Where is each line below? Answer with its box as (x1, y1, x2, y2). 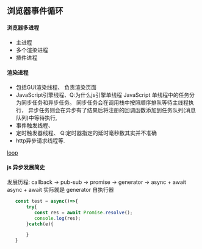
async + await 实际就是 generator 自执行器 (7, 186, 114, 193)
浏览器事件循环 (7, 5, 63, 16)
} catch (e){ (26, 221, 54, 227)
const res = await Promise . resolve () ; (34, 209, 133, 216)
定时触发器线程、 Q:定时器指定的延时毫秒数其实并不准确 (15, 129, 157, 136)
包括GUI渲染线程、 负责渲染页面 (15, 83, 97, 91)
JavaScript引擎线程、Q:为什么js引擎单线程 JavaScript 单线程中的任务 (15, 91, 190, 99)
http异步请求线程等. (15, 136, 65, 144)
